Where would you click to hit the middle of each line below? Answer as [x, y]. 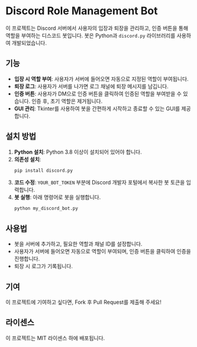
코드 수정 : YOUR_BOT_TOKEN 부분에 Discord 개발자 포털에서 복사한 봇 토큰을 [99, 183]
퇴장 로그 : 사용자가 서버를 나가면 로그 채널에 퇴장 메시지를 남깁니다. [91, 86]
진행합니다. [27, 259]
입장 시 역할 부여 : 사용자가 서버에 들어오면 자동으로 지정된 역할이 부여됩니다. [101, 79]
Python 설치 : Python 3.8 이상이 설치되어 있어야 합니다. [78, 152]
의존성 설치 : [28, 159]
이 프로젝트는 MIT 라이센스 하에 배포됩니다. [55, 338]
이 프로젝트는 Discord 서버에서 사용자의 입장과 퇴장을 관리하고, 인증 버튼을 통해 [97, 28]
